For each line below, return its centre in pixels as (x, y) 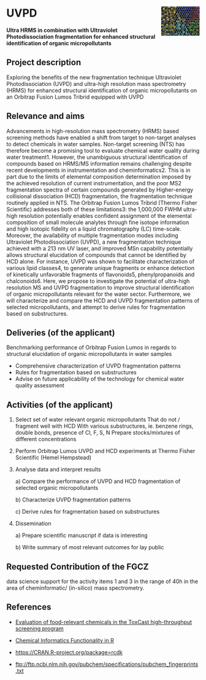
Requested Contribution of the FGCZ (78, 567)
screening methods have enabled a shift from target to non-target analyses (101, 137)
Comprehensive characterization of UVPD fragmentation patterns (98, 366)
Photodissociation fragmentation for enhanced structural (81, 36)
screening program (39, 628)
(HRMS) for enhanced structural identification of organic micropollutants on (102, 90)
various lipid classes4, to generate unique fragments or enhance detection (101, 268)
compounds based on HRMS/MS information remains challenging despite (99, 163)
